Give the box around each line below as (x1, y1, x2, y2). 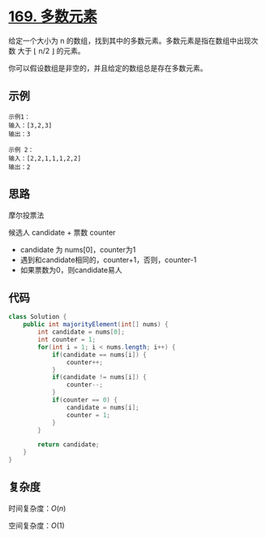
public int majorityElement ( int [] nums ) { (23, 321, 169, 329)
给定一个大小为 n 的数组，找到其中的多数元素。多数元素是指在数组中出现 (8, 36, 251, 45)
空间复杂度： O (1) (8, 520, 65, 530)
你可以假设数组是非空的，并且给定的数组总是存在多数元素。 (8, 62, 208, 73)
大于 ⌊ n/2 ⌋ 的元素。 (17, 45, 85, 55)
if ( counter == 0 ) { (51, 396, 118, 404)
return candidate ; (37, 441, 100, 449)
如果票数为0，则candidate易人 (19, 265, 122, 274)
